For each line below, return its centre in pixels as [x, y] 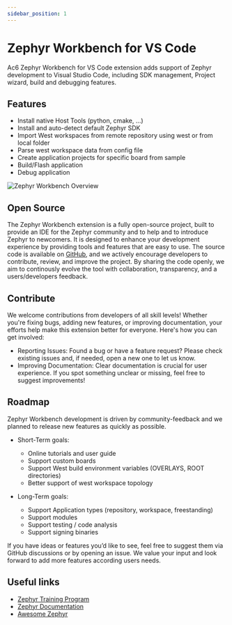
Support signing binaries [63, 532]
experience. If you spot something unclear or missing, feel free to [111, 373]
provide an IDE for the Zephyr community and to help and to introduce [108, 232]
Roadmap [29, 402]
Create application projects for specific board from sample [101, 158]
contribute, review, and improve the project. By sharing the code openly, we [116, 262]
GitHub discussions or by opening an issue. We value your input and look [112, 553]
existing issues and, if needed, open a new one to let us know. [107, 358]
